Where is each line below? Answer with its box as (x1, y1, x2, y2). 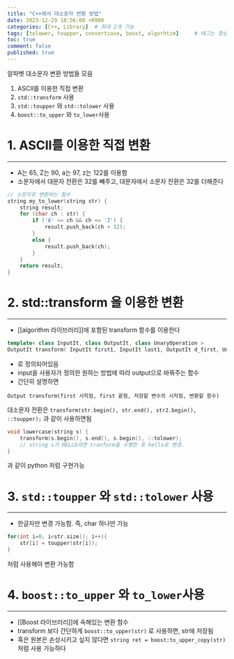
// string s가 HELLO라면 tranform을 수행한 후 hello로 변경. (19, 441, 185, 448)
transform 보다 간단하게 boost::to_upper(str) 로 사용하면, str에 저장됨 (17, 626, 214, 635)
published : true (7, 50, 54, 57)
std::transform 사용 (17, 92, 75, 101)
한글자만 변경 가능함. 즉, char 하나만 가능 (17, 519, 129, 528)
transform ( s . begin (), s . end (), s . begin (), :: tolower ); (19, 435, 182, 442)
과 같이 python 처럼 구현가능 (7, 461, 85, 470)
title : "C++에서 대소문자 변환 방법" (7, 10, 102, 17)
